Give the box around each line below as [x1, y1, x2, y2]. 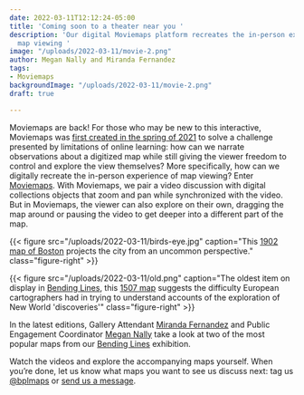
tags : [9, 64, 30, 73]
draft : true [9, 89, 54, 98]
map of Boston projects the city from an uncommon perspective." [9, 246, 253, 256]
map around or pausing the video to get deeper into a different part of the [9, 208, 284, 219]
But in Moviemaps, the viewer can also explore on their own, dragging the [9, 198, 284, 209]
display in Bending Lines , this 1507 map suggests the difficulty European [9, 282, 280, 293]
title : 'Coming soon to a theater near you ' [9, 22, 184, 31]
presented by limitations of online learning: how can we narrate [9, 141, 245, 152]
